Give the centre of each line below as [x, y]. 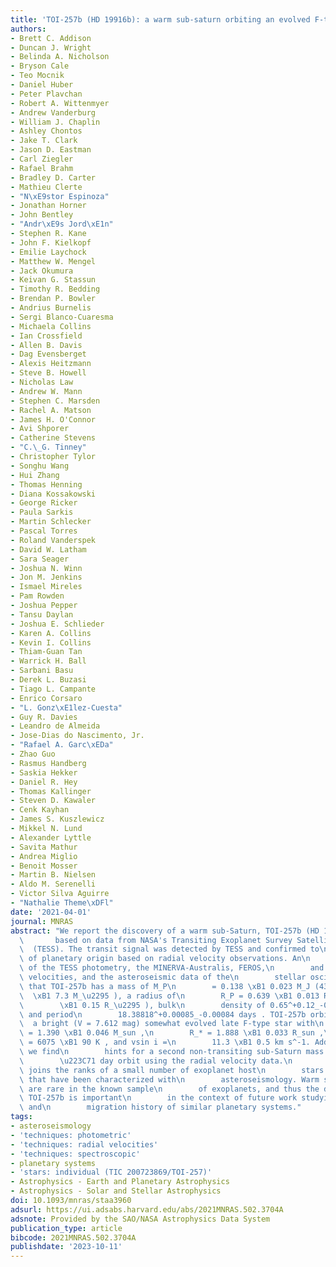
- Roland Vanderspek [53, 540]
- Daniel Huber [42, 85]
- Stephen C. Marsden [55, 401]
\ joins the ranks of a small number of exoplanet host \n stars [172, 1070]
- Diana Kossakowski [53, 494]
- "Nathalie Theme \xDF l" [62, 903]
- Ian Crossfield [46, 336]
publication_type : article [66, 1228]
